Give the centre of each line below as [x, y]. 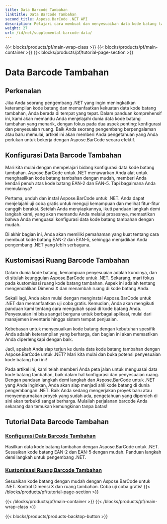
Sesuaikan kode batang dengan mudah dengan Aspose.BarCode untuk [78, 481]
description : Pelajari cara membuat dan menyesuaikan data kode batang [81, 24]
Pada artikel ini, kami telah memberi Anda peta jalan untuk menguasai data [81, 369]
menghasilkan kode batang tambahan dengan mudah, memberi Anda [76, 178]
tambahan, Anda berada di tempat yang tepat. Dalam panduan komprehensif [83, 113]
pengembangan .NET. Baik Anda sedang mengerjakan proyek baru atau [79, 390]
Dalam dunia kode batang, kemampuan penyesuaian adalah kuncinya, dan [81, 272]
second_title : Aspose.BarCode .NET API [46, 19]
